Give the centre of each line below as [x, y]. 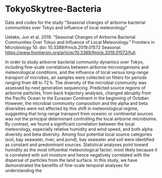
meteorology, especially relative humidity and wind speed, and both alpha [79, 129]
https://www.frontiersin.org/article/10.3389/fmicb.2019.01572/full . [71, 53]
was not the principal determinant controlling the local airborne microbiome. [81, 119]
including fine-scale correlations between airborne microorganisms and [77, 67]
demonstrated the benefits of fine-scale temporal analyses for [67, 165]
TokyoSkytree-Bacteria [53, 9]
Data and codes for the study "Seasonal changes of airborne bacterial [75, 22]
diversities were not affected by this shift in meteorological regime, [72, 108]
